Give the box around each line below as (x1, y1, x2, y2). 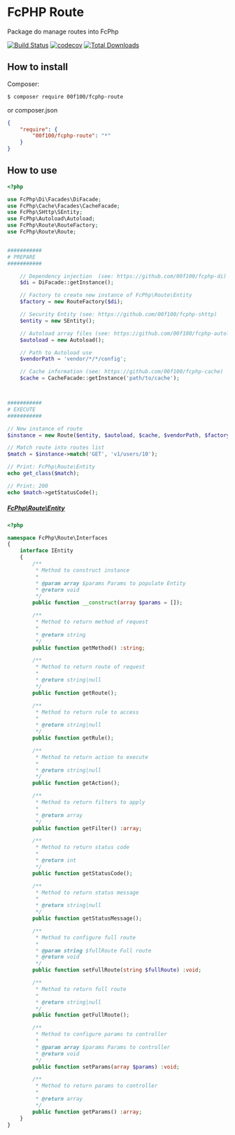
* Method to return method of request (35, 619, 149, 626)
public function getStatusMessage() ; (32, 915, 142, 923)
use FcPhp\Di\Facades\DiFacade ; (7, 196, 101, 203)
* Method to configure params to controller (35, 1031, 168, 1038)
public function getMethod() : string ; (32, 644, 145, 651)
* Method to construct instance (35, 567, 130, 574)
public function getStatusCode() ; (32, 869, 133, 877)
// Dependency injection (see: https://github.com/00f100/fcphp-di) (20, 273, 227, 280)
